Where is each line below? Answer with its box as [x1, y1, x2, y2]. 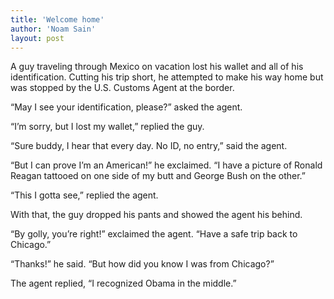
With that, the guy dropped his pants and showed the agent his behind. [10, 209, 303, 221]
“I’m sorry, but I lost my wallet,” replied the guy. [10, 121, 205, 133]
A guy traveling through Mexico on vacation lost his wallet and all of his [10, 61, 304, 73]
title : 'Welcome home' [10, 14, 105, 25]
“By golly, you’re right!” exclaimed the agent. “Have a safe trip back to [10, 228, 298, 240]
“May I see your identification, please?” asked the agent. [10, 101, 243, 113]
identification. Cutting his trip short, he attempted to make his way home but [10, 71, 324, 83]
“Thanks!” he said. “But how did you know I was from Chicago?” [10, 258, 275, 270]
